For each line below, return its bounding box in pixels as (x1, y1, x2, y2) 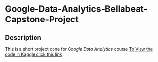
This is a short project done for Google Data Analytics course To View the (5, 46, 153, 52)
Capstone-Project (5, 14, 79, 25)
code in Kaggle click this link (5, 51, 62, 57)
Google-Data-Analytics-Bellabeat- (5, 3, 148, 15)
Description (5, 33, 41, 41)
